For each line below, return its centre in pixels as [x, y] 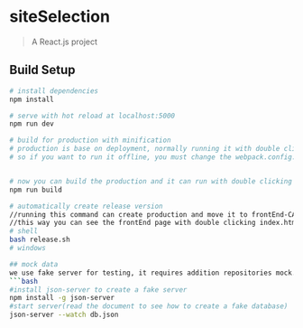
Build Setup [42, 70]
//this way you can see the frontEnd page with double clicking [133, 223]
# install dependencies [54, 91]
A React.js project [64, 42]
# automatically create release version [87, 206]
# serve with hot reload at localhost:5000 [92, 116]
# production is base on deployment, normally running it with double [145, 149]
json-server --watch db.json [64, 315]
